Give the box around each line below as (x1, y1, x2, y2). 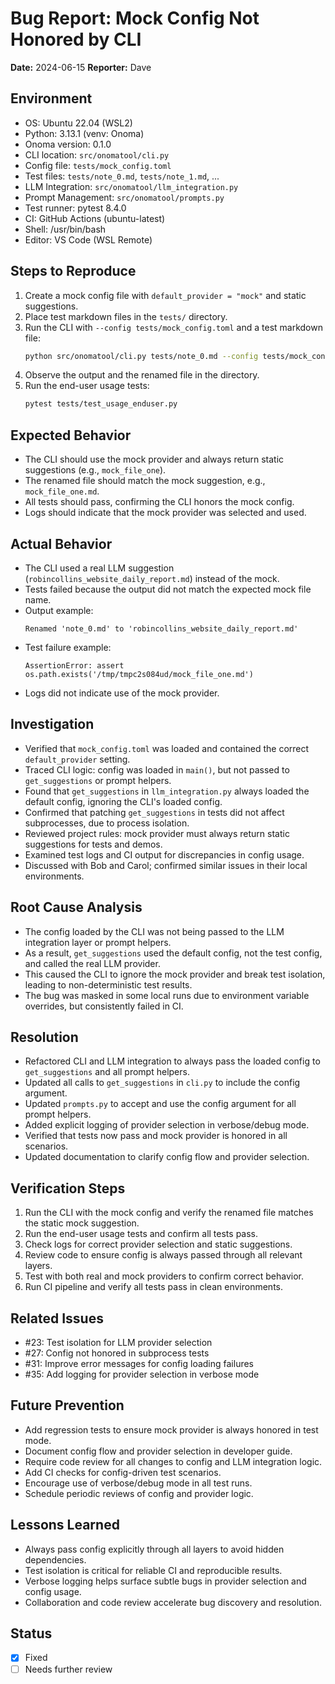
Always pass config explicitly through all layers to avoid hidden (24, 1543, 285, 1555)
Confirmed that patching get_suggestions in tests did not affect (24, 806, 285, 818)
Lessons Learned (10, 1517, 120, 1534)
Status (10, 1625, 53, 1642)
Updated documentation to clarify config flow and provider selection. (24, 1151, 310, 1163)
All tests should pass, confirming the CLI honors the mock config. (24, 496, 295, 508)
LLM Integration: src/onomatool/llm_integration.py (24, 180, 239, 192)
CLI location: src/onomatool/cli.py (24, 148, 170, 161)
